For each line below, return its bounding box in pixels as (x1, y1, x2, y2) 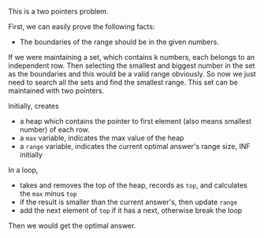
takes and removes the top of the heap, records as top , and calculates (19, 180, 247, 190)
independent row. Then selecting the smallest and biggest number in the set (8, 61, 255, 70)
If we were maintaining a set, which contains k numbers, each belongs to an (8, 53, 255, 61)
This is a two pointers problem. (8, 7, 109, 16)
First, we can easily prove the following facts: (8, 22, 155, 31)
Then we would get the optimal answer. (8, 221, 136, 230)
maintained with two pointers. (8, 86, 105, 95)
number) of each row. (19, 125, 91, 134)
